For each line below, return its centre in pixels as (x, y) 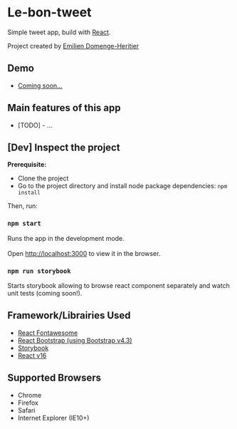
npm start (24, 224)
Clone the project (43, 178)
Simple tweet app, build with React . (59, 32)
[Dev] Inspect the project (64, 147)
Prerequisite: (27, 165)
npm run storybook (39, 271)
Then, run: (22, 206)
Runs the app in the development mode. (66, 238)
